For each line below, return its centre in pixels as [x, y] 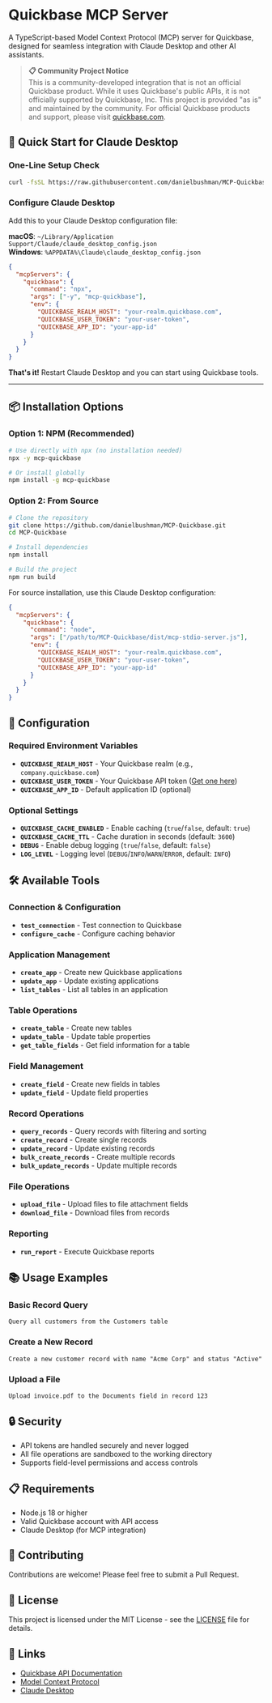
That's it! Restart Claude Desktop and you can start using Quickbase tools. [134, 373]
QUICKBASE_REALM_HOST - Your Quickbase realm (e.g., [106, 764]
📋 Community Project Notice [79, 70]
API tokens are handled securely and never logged [104, 1445]
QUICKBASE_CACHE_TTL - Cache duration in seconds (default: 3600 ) [127, 837]
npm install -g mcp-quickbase [59, 480]
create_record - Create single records [83, 1140]
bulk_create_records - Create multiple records [98, 1157]
